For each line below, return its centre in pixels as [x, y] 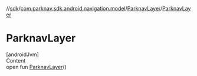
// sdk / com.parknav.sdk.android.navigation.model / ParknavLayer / [84, 8]
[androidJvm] [23, 54]
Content [16, 60]
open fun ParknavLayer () [36, 67]
